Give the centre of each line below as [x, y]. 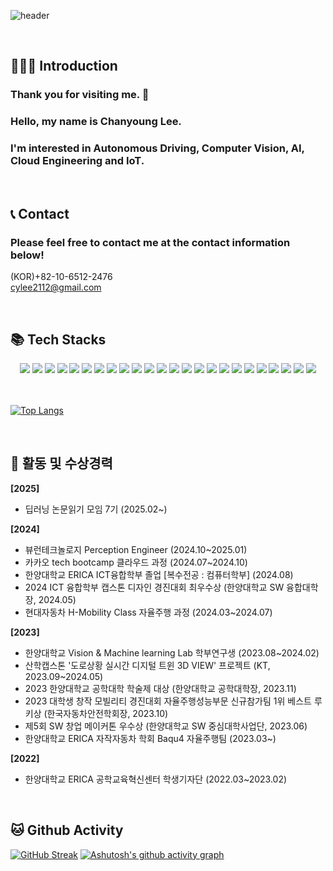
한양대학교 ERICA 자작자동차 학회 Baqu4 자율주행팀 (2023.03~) [150, 738]
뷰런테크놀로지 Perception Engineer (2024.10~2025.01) [136, 549]
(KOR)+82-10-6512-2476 [61, 277]
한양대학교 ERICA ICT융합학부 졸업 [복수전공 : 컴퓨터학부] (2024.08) [159, 574]
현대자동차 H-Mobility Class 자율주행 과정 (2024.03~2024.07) [148, 612]
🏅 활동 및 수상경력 [61, 463]
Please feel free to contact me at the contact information [150, 242]
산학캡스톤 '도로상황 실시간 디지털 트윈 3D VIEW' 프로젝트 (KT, [147, 665]
